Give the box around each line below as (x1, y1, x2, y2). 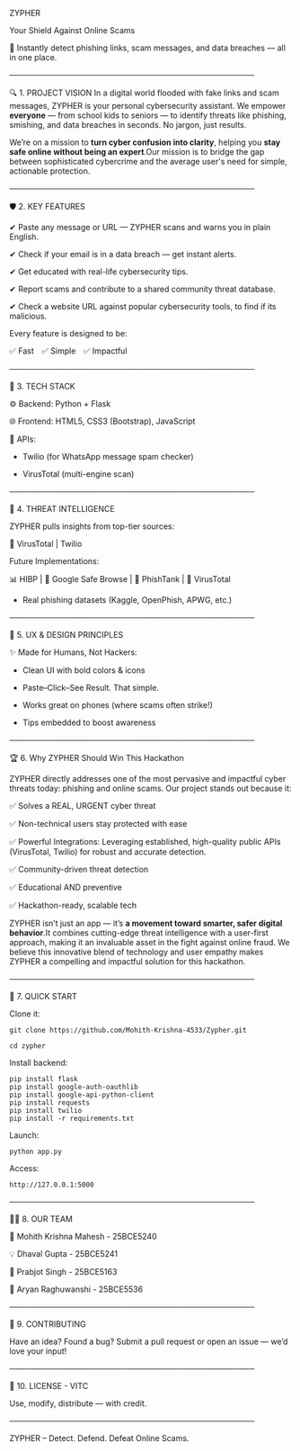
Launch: (9, 1130, 40, 1141)
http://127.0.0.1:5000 (9, 1180, 94, 1189)
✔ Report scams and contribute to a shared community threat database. (9, 283, 276, 294)
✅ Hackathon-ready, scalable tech (9, 900, 137, 910)
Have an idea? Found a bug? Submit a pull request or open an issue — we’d (9, 1336, 288, 1347)
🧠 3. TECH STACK (9, 381, 76, 391)
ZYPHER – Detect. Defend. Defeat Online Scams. (9, 1433, 190, 1443)
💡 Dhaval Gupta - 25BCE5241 (9, 1249, 119, 1258)
